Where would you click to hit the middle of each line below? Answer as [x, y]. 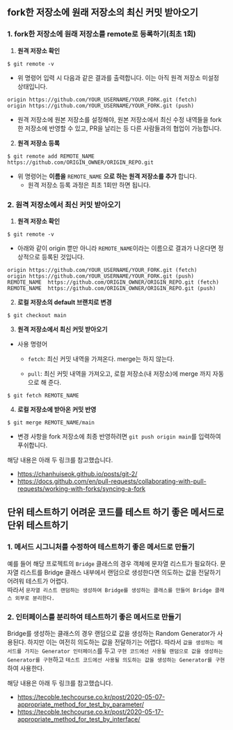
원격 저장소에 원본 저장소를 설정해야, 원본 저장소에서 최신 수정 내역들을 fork [119, 119]
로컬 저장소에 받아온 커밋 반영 [57, 409]
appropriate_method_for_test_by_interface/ [79, 719]
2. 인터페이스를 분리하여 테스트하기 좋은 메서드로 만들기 [94, 617]
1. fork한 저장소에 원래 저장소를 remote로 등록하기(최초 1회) [102, 34]
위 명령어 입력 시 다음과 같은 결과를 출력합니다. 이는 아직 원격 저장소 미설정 [118, 77]
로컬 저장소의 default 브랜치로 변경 [65, 302]
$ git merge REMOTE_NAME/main [51, 423]
